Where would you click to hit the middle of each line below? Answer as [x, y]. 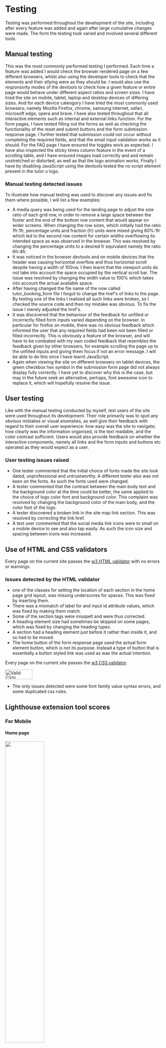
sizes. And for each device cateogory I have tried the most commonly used [82, 103]
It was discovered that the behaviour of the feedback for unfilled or [81, 315]
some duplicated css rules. [40, 691]
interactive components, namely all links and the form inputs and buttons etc [83, 442]
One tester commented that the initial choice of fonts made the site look [85, 471]
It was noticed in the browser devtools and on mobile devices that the [83, 257]
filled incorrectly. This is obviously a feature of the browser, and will [81, 336]
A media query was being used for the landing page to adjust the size [83, 210]
